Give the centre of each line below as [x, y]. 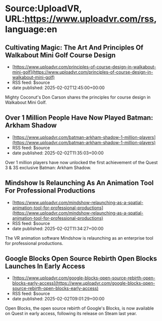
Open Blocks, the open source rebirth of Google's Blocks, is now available [80, 308]
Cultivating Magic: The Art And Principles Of [74, 47]
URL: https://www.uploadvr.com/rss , [81, 19]
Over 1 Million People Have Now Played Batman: [79, 118]
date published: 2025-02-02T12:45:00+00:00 [58, 88]
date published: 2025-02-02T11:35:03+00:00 [58, 153]
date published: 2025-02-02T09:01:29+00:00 [58, 299]
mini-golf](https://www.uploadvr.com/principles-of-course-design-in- [82, 72]
